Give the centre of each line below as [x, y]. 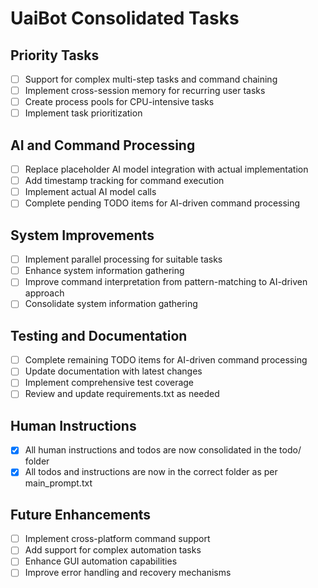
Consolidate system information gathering [111, 304]
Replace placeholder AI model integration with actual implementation [166, 169]
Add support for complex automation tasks [113, 550]
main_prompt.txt [58, 483]
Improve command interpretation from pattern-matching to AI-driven [166, 282]
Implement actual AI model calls [90, 192]
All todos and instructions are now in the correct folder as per [151, 472]
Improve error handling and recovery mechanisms [128, 573]
